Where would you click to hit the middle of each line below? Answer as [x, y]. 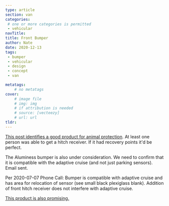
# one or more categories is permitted [49, 24]
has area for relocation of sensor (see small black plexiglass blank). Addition [84, 183]
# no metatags [29, 89]
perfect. [13, 147]
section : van [19, 15]
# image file [28, 99]
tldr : [11, 122]
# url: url [26, 118]
